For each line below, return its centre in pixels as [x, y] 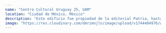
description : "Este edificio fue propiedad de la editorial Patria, [77, 18]
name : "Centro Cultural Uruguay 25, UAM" [48, 9]
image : [12, 23]
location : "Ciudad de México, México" [45, 14]
